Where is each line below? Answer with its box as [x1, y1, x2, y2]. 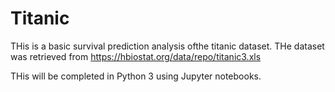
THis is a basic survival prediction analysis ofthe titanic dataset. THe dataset [10, 40, 325, 52]
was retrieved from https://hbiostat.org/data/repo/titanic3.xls [10, 50, 262, 62]
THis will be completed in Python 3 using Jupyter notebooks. [10, 70, 262, 82]
